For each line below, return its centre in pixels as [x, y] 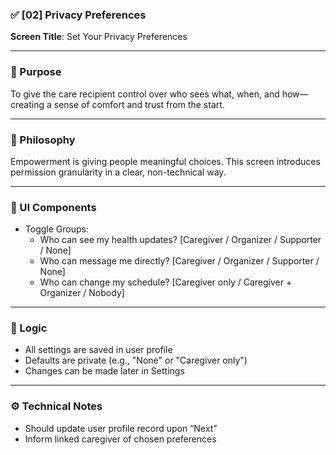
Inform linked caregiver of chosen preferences [120, 439]
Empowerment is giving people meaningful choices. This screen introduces [165, 161]
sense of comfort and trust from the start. [139, 104]
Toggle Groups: [56, 229]
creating [27, 104]
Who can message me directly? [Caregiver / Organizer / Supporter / [179, 261]
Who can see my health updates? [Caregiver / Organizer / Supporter [180, 240]
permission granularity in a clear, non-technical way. [118, 172]
